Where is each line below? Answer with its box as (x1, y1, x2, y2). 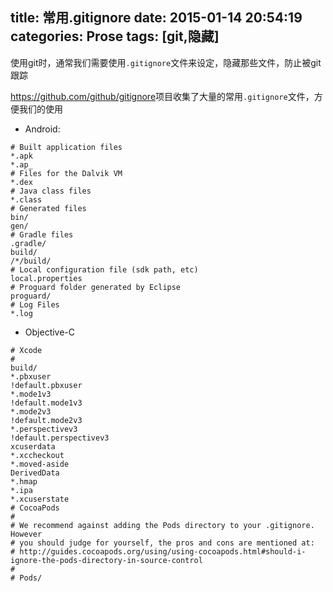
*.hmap (10, 476, 38, 487)
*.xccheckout (10, 450, 65, 460)
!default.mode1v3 (10, 398, 83, 408)
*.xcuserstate (10, 494, 70, 504)
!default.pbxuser (10, 380, 83, 390)
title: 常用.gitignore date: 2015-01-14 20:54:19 (10, 9, 303, 27)
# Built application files (10, 142, 123, 152)
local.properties (10, 273, 83, 283)
